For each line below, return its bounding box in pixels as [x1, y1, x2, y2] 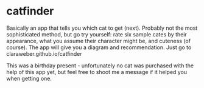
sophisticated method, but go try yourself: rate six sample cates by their [6, 30, 187, 38]
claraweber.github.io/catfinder [6, 50, 82, 57]
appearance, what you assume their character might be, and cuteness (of [6, 37, 191, 44]
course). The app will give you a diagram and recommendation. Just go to [6, 44, 192, 51]
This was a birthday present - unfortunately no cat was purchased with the [6, 62, 194, 69]
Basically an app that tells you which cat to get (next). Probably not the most [6, 24, 198, 32]
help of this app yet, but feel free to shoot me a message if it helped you [6, 68, 188, 75]
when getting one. [6, 75, 52, 82]
